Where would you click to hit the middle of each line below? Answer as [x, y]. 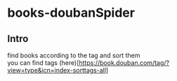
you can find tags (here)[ [43, 63]
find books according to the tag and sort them [74, 55]
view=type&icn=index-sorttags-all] [58, 70]
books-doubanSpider [71, 13]
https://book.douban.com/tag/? [124, 63]
